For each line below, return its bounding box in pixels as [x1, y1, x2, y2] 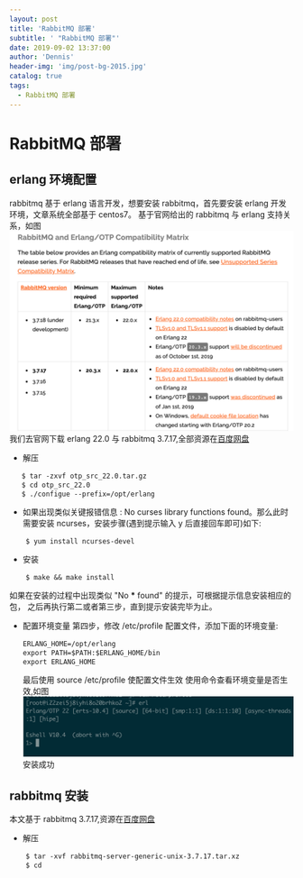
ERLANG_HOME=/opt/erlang [22, 639, 116, 648]
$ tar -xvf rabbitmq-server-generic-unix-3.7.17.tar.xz [25, 852, 241, 861]
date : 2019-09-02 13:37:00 [9, 43, 111, 52]
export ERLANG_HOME [22, 657, 96, 666]
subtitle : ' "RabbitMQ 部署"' [9, 33, 120, 42]
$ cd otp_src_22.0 [21, 480, 91, 489]
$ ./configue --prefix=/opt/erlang [21, 489, 155, 498]
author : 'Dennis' [9, 52, 75, 62]
